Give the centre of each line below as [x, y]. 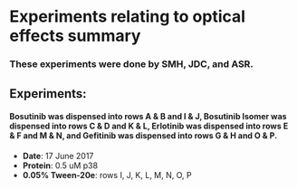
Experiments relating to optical [128, 17]
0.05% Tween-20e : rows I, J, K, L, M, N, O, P [107, 175]
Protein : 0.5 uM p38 [60, 165]
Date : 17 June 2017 [58, 156]
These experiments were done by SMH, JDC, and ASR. [131, 64]
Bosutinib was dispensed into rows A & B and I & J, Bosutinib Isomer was [148, 117]
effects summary [75, 36]
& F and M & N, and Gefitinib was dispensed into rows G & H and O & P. [144, 136]
